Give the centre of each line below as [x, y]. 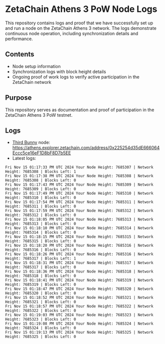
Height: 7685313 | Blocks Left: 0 [41, 224]
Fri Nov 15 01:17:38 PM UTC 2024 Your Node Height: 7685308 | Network [79, 176]
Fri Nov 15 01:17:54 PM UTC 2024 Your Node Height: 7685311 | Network [79, 202]
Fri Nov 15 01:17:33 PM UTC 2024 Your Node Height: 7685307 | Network [79, 167]
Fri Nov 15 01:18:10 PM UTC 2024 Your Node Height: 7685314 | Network [79, 228]
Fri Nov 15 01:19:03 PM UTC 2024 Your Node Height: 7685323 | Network [79, 315]
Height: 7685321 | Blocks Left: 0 [41, 302]
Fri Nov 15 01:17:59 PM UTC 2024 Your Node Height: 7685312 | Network [79, 211]
